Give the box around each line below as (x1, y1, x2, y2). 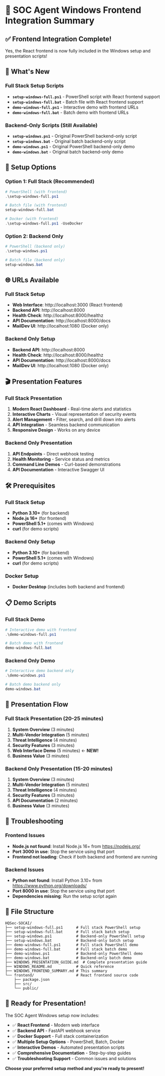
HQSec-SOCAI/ (5, 920, 32, 926)
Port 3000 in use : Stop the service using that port (12, 849, 115, 854)
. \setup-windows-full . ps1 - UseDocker (5, 221, 83, 226)
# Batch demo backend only (5, 682, 61, 687)
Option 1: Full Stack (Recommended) (5, 178, 95, 185)
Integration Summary (5, 15, 95, 26)
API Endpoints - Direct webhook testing (12, 451, 94, 456)
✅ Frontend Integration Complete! (5, 35, 112, 43)
